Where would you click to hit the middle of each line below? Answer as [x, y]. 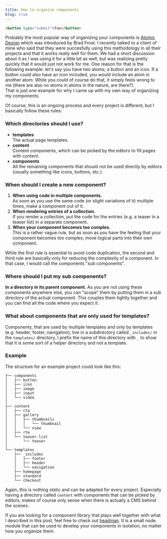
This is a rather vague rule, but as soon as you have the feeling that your [86, 232]
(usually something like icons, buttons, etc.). [58, 172]
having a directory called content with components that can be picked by [80, 495]
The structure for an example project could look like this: [63, 366]
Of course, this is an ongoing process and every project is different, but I [80, 106]
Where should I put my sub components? [56, 276]
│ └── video [20, 397]
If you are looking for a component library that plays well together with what [83, 515]
